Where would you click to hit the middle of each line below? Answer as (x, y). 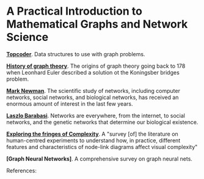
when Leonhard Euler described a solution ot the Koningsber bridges (93, 72)
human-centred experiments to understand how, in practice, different (93, 140)
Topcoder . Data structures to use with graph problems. (76, 54)
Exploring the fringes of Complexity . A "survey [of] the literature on (92, 134)
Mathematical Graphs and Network (97, 24)
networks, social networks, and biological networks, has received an (93, 97)
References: (21, 170)
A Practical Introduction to (74, 11)
